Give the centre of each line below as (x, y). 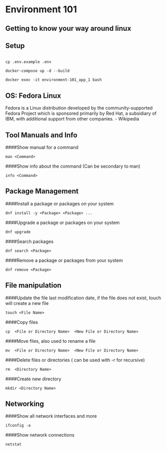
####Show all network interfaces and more (51, 416)
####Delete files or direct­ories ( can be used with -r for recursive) (75, 360)
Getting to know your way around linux (68, 28)
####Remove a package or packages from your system (64, 260)
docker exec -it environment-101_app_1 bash (54, 80)
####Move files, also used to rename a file (50, 341)
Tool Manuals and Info (42, 135)
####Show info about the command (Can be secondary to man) (73, 166)
